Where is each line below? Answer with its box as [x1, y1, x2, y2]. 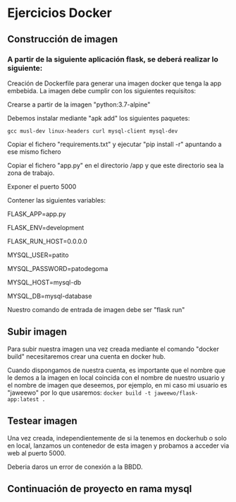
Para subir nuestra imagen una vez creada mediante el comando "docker [7, 345, 220, 353]
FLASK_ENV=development [7, 223, 85, 232]
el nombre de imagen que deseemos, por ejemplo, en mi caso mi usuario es [7, 381, 228, 389]
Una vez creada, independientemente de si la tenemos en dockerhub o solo [7, 434, 227, 442]
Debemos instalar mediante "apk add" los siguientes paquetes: [7, 114, 190, 122]
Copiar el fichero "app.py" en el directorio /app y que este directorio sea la [7, 161, 224, 169]
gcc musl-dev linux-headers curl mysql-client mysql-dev [7, 127, 178, 135]
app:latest [7, 395, 39, 403]
